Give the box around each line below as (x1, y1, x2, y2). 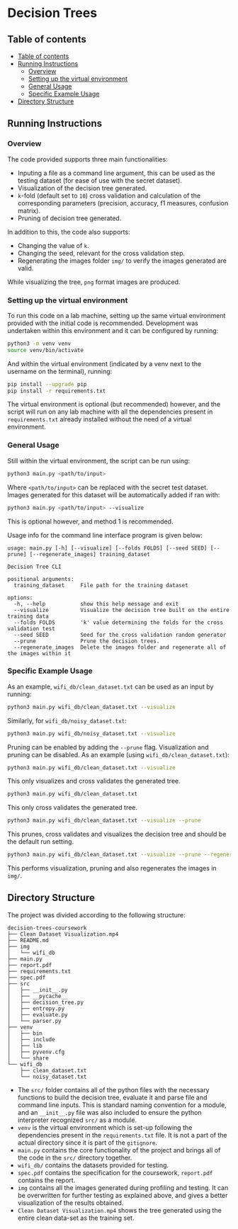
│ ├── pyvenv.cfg (7, 1048, 65, 1055)
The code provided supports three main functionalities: (7, 154, 168, 164)
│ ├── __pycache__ (7, 992, 69, 999)
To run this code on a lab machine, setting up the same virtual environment (7, 311, 226, 319)
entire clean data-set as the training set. (17, 1213, 135, 1222)
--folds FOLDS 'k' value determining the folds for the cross (13, 618, 223, 626)
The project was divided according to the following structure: (7, 910, 186, 919)
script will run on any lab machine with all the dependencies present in (7, 407, 213, 416)
